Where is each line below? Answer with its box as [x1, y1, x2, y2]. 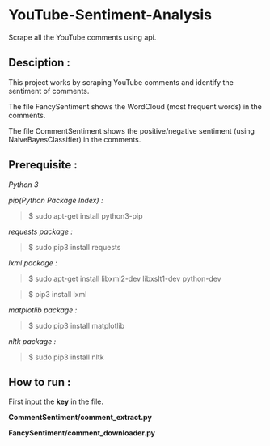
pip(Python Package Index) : [8, 195, 103, 205]
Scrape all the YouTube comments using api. [8, 32, 157, 42]
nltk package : [8, 336, 57, 346]
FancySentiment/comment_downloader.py [8, 428, 156, 438]
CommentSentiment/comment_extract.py [8, 413, 152, 423]
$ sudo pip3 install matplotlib [27, 321, 125, 330]
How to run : [8, 375, 71, 389]
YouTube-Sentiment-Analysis [8, 6, 213, 24]
